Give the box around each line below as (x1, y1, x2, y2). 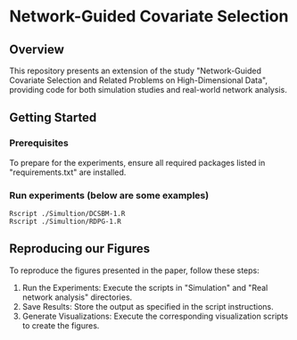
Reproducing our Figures (9, 241, 151, 256)
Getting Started (9, 110, 97, 126)
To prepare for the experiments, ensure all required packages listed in (9, 157, 266, 168)
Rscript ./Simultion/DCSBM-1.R (9, 209, 126, 218)
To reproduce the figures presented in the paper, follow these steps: (9, 265, 260, 276)
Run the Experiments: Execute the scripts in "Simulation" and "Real (21, 282, 268, 293)
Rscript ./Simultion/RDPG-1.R (9, 217, 122, 226)
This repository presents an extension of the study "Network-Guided (9, 65, 261, 76)
